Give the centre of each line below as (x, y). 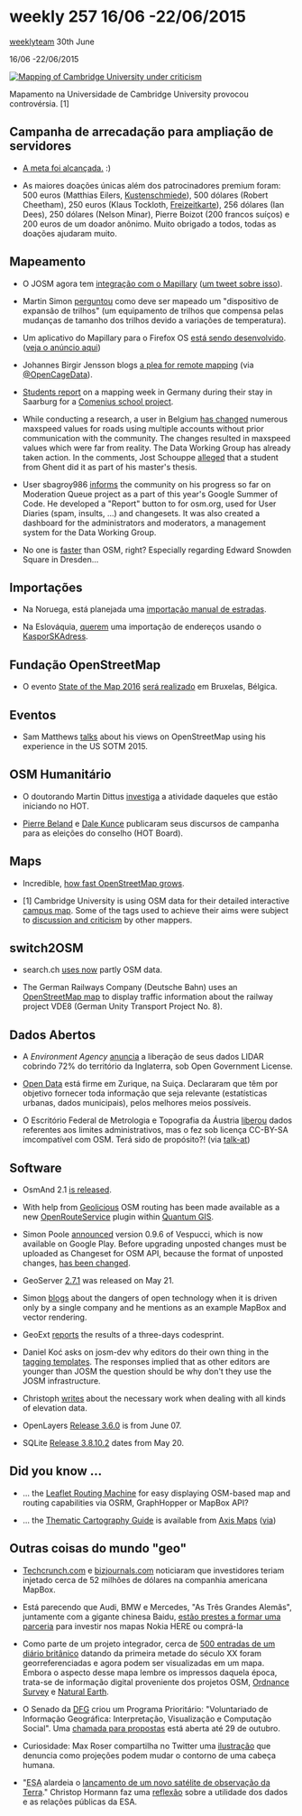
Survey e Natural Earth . (66, 1691)
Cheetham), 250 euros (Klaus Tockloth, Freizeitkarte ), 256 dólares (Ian (153, 204)
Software (36, 1167)
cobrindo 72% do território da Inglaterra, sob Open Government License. (157, 1066)
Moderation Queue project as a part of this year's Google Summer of (150, 494)
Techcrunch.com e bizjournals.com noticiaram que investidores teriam (153, 1570)
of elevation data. (55, 1408)
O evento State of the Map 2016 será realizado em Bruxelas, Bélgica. (150, 687)
